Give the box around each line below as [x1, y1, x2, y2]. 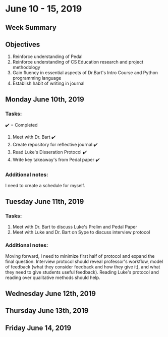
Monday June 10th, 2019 [5, 95, 84, 103]
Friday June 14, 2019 [5, 323, 72, 332]
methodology [12, 64, 40, 71]
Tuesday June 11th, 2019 [5, 197, 84, 206]
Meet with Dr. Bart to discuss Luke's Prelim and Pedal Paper [12, 224, 137, 230]
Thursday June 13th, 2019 [5, 306, 89, 315]
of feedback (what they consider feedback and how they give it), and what [5, 264, 160, 270]
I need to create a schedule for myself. [5, 183, 85, 189]
